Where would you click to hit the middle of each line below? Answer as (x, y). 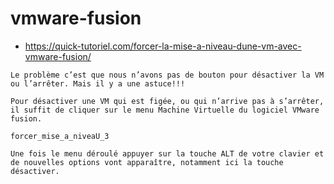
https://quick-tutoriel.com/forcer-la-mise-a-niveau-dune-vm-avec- (163, 46)
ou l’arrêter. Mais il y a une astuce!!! (98, 83)
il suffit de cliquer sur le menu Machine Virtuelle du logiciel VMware (165, 110)
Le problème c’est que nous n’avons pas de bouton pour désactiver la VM (167, 75)
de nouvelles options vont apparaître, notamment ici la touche (147, 162)
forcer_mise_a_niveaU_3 (60, 136)
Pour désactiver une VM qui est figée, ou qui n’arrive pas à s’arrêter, (167, 101)
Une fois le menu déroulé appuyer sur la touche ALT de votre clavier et (167, 153)
